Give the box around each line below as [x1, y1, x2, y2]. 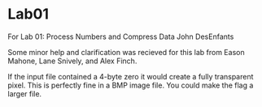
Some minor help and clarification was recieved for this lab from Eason [7, 47, 245, 57]
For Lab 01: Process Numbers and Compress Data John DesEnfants [7, 32, 234, 41]
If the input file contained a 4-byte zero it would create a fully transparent [7, 71, 254, 81]
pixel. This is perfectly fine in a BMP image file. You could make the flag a [7, 80, 254, 90]
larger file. [7, 88, 42, 98]
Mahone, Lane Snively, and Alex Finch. [7, 56, 138, 66]
